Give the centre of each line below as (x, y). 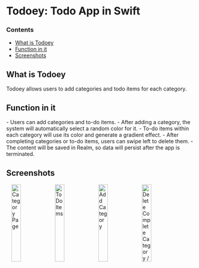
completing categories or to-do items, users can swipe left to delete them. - (100, 141)
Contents (20, 30)
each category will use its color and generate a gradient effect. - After (92, 135)
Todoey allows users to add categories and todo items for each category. (97, 89)
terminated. (20, 154)
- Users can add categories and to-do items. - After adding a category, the (98, 122)
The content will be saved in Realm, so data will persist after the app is (93, 147)
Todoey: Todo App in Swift (73, 11)
